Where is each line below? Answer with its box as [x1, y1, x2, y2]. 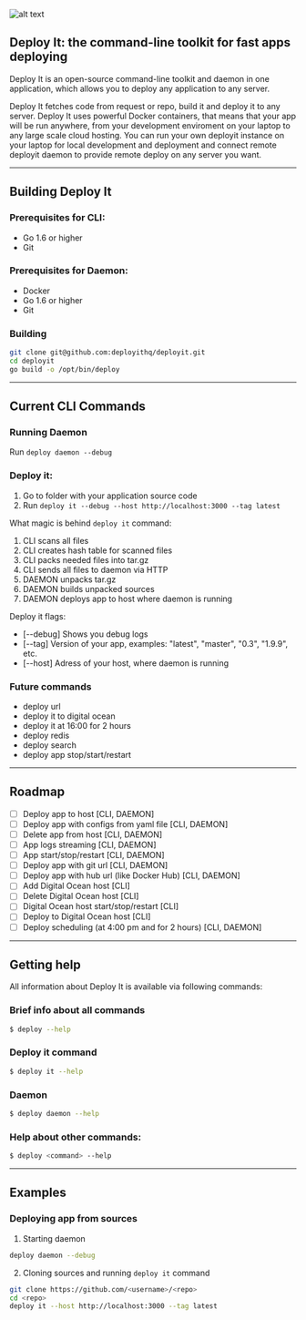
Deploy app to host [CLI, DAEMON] [22, 808, 155, 819]
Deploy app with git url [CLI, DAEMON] [22, 860, 168, 871]
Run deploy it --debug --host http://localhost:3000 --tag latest [22, 499, 280, 510]
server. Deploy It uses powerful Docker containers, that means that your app [9, 110, 297, 121]
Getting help [9, 957, 81, 972]
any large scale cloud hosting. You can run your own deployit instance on [9, 129, 285, 140]
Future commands [9, 680, 92, 692]
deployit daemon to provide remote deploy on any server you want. [9, 148, 262, 159]
